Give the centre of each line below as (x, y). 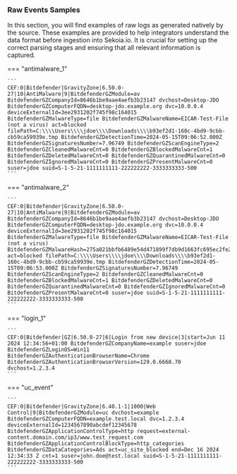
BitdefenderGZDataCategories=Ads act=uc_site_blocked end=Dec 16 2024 (113, 450)
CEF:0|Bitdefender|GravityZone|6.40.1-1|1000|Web (82, 407)
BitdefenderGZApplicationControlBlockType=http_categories (96, 444)
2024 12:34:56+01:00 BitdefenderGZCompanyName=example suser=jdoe (107, 344)
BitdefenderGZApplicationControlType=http (71, 432)
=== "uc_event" (30, 388)
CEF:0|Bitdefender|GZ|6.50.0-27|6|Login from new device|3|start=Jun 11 (116, 338)
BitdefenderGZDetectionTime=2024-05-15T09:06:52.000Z (141, 138)
